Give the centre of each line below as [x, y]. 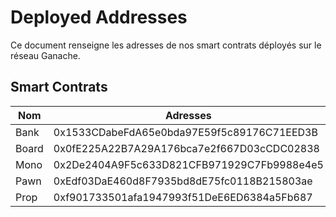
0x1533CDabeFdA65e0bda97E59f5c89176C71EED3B [185, 132]
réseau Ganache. [45, 55]
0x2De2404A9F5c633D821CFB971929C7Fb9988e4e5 [188, 164]
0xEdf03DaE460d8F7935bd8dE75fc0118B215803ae [183, 181]
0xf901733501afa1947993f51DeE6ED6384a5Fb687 [183, 197]
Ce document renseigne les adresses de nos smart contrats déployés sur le [166, 45]
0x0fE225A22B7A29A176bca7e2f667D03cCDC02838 [186, 148]
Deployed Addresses [99, 17]
